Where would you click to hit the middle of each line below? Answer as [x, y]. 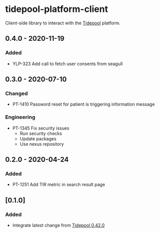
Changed [17, 93]
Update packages [38, 138]
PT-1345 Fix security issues [41, 128]
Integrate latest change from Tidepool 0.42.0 [58, 225]
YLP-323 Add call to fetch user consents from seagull [68, 64]
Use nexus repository [42, 144]
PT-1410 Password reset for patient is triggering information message [83, 104]
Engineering [20, 117]
